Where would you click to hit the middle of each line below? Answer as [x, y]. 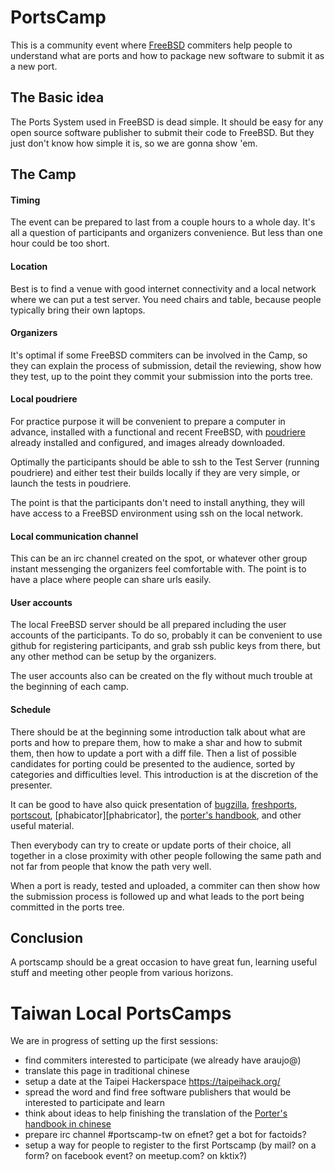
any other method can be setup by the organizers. [113, 657]
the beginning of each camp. [70, 687]
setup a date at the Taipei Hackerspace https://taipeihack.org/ [152, 1082]
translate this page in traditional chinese [107, 1071]
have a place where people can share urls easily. [111, 580]
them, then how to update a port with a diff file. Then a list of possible [153, 753]
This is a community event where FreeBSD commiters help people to [151, 45]
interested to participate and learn [95, 1103]
